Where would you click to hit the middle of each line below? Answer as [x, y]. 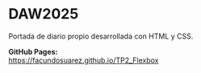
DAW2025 [44, 14]
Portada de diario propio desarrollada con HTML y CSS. [101, 36]
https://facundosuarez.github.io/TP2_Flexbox [84, 60]
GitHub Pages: [33, 51]
